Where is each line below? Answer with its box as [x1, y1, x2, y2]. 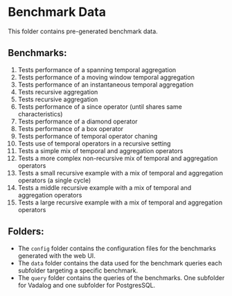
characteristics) [17, 110, 63, 118]
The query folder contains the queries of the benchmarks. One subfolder [17, 273, 225, 281]
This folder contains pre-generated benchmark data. [8, 27, 158, 35]
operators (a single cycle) [17, 176, 91, 184]
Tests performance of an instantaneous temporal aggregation [17, 80, 194, 89]
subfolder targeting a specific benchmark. [17, 266, 139, 275]
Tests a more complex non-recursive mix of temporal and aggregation [17, 154, 218, 162]
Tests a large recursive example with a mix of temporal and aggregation [17, 198, 223, 207]
